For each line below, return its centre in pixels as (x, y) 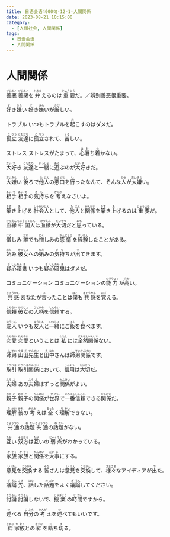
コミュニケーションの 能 (83, 282)
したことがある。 (109, 239)
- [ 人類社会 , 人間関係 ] (37, 28)
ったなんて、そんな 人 (101, 182)
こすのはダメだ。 (96, 124)
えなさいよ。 (76, 196)
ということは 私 (48, 340)
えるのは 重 (55, 95)
